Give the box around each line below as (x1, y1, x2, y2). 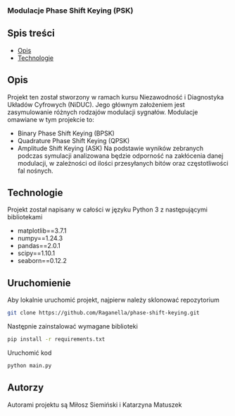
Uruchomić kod (7, 348, 52, 357)
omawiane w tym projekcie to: (7, 115, 95, 123)
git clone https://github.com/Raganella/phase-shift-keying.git (7, 310, 200, 317)
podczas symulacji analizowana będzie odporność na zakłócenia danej (17, 151, 224, 160)
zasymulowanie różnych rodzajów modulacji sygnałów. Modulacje (7, 108, 198, 116)
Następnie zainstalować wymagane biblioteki (7, 322, 139, 331)
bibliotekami (7, 213, 43, 221)
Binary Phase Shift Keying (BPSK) (17, 129, 115, 137)
